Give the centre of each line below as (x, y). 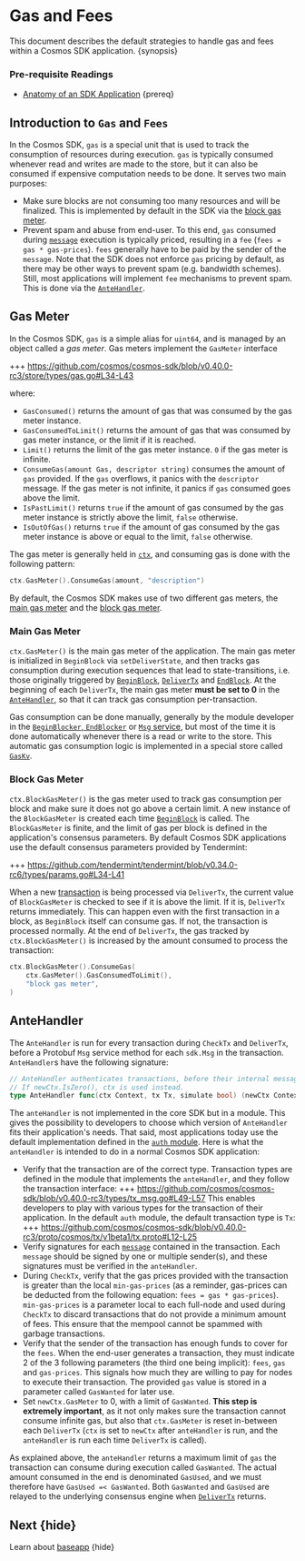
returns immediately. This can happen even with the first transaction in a (144, 912)
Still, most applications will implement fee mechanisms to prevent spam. (157, 279)
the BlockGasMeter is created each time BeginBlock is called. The (129, 818)
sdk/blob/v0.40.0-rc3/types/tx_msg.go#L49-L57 (114, 1199)
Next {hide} (43, 1525)
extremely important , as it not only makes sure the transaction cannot (154, 1411)
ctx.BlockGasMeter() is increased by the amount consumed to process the (149, 941)
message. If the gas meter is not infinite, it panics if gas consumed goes (157, 488)
